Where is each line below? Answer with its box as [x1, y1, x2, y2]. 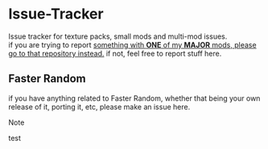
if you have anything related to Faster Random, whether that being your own [8, 93, 261, 103]
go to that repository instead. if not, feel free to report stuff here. [8, 48, 222, 58]
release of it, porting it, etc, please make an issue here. [8, 101, 191, 111]
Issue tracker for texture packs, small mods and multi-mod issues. [8, 31, 228, 41]
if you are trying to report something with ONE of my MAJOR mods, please [8, 39, 257, 49]
